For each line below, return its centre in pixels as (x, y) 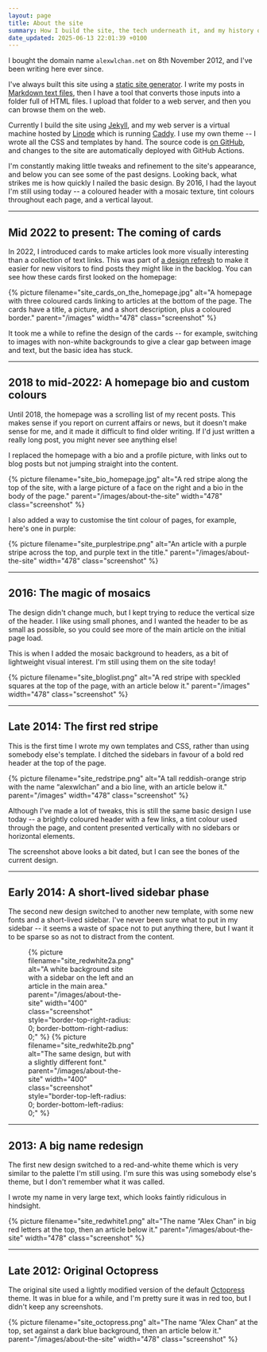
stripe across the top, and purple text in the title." (88, 552)
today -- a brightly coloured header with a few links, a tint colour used (123, 819)
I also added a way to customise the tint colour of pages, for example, (122, 519)
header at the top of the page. (57, 762)
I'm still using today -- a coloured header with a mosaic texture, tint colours (131, 191)
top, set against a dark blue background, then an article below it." (115, 1330)
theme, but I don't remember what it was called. (87, 1182)
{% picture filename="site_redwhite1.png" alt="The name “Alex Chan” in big (132, 1221)
